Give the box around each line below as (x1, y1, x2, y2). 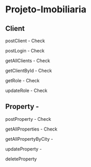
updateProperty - (5, 145, 42, 152)
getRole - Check (5, 78, 40, 83)
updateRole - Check (5, 87, 48, 94)
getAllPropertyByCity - (5, 136, 53, 142)
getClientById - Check (5, 68, 52, 73)
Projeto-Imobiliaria (5, 4, 87, 15)
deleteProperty (5, 156, 37, 162)
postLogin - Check (5, 48, 45, 53)
